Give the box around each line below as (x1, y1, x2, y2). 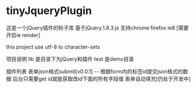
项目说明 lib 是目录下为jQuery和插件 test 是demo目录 (6, 55, 134, 62)
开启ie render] (6, 31, 41, 39)
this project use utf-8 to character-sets (6, 43, 100, 50)
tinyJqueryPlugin (6, 4, 92, 18)
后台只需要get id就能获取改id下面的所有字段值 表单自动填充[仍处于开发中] (12, 75, 191, 82)
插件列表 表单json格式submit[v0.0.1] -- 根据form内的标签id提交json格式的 (6, 67, 184, 75)
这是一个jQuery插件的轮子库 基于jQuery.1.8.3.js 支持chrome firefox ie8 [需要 (6, 24, 189, 31)
